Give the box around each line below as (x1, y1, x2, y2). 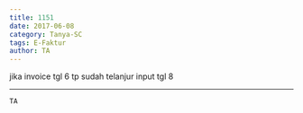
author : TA (9, 47, 50, 56)
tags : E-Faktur (9, 38, 67, 48)
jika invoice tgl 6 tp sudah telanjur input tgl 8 (9, 71, 174, 82)
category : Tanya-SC (9, 30, 83, 39)
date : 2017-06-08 (9, 22, 75, 30)
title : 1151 (9, 13, 54, 22)
